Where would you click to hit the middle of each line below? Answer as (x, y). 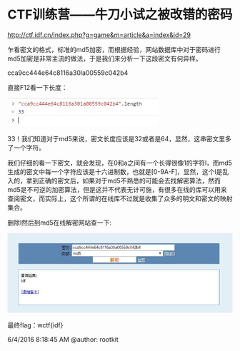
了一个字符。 (26, 148)
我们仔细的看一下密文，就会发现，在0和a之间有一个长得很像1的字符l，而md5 (120, 163)
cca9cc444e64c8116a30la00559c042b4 (68, 73)
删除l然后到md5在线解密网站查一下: (60, 223)
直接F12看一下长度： (37, 87)
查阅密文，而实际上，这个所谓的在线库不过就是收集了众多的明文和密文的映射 (120, 198)
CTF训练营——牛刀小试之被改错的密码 (120, 15)
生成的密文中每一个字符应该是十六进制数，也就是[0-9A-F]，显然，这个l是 (115, 171)
